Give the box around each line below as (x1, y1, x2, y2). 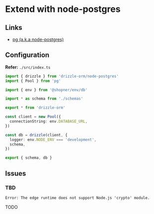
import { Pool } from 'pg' (5, 78, 61, 83)
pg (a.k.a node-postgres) (12, 36, 64, 42)
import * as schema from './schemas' (5, 96, 83, 102)
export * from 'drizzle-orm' (5, 106, 66, 110)
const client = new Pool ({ (5, 114, 61, 119)
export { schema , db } (5, 155, 52, 160)
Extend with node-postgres (5, 3, 121, 15)
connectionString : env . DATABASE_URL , (9, 119, 88, 124)
